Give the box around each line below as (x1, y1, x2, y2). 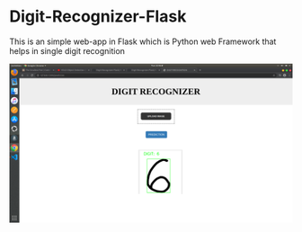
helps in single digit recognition (9, 45, 126, 56)
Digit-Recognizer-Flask (9, 6, 187, 27)
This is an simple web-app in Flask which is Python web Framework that (9, 36, 277, 47)
